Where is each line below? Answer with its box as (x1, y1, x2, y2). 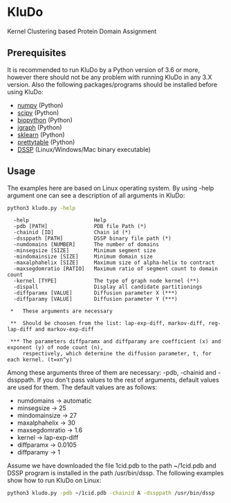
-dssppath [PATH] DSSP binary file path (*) (13, 235, 172, 242)
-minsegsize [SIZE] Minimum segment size (13, 247, 156, 254)
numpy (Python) (17, 101, 64, 109)
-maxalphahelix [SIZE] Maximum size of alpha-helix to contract (13, 259, 215, 267)
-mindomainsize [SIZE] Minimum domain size (13, 254, 154, 261)
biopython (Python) (17, 116, 73, 124)
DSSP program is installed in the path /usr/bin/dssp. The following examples (7, 469, 224, 477)
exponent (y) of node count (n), (7, 344, 104, 351)
